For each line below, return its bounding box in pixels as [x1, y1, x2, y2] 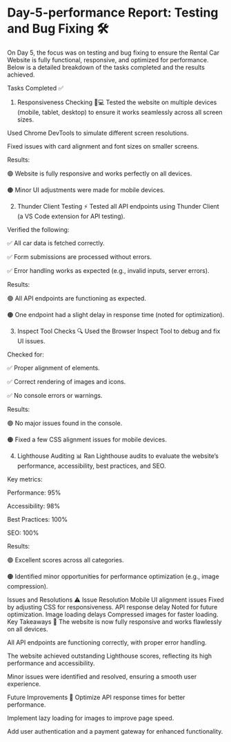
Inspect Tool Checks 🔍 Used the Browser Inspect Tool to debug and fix [17, 327, 221, 335]
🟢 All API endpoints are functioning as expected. [7, 294, 147, 302]
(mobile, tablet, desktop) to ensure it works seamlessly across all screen [17, 108, 223, 116]
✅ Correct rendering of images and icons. [7, 377, 126, 386]
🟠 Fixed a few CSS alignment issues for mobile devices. [7, 435, 168, 444]
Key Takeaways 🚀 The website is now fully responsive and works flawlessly [7, 617, 222, 626]
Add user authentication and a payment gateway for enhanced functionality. [7, 727, 223, 735]
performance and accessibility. [7, 658, 95, 667]
